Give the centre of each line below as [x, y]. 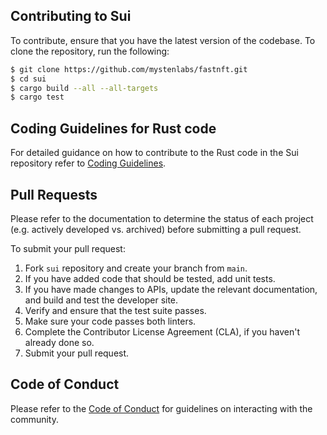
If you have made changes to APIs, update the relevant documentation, [171, 289]
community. [34, 419]
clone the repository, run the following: [90, 51]
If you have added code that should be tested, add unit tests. [150, 278]
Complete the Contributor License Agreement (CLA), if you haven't [162, 331]
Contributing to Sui [71, 16]
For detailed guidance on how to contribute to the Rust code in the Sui [154, 153]
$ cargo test [37, 97]
